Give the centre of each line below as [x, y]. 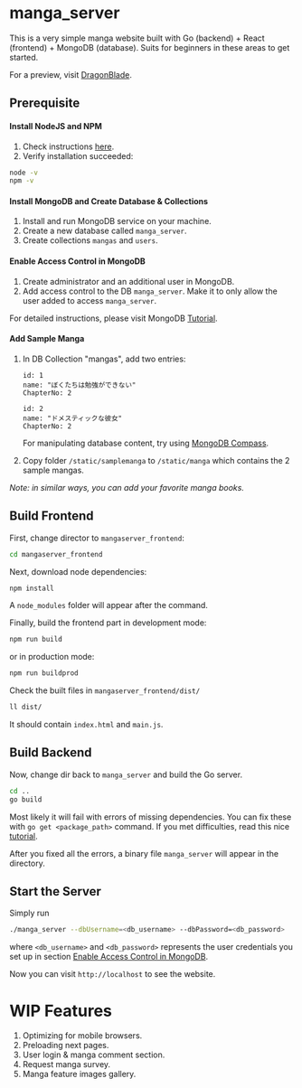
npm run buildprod [44, 673]
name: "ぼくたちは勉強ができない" [79, 385]
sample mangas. [53, 470]
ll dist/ [26, 708]
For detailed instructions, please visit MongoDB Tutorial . [114, 318]
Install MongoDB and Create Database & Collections [109, 201]
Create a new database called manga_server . [104, 231]
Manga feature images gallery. [79, 1074]
